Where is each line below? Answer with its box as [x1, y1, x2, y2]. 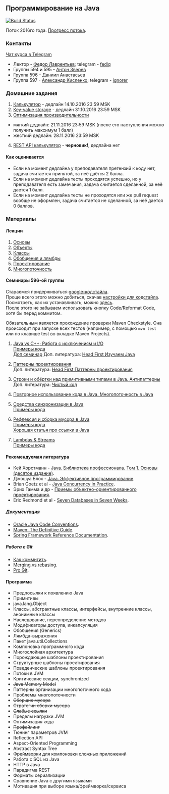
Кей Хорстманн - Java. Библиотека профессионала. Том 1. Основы [13, 465, 158, 471]
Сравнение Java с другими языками [13, 778, 92, 784]
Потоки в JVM [13, 670, 44, 676]
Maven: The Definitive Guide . [13, 527, 74, 533]
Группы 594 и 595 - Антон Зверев [13, 67, 86, 73]
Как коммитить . [13, 557, 47, 563]
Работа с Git [6, 543, 33, 550]
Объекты [13, 244, 33, 251]
